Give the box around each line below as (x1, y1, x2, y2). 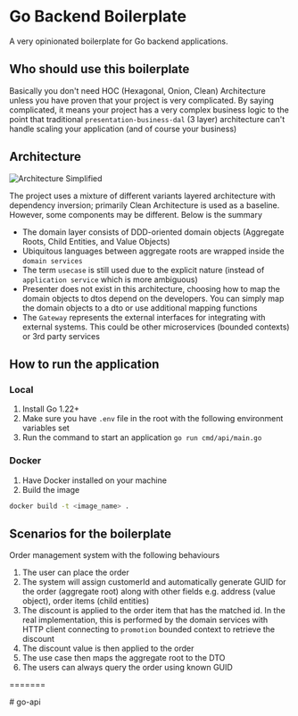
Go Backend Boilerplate (9, 6, 187, 27)
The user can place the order (21, 567, 129, 578)
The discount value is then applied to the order (21, 643, 195, 654)
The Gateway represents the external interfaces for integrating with (21, 312, 266, 322)
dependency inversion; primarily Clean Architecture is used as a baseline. (9, 199, 280, 211)
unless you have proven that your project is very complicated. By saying (9, 95, 275, 105)
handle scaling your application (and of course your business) (9, 123, 237, 134)
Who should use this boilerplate (9, 62, 190, 77)
